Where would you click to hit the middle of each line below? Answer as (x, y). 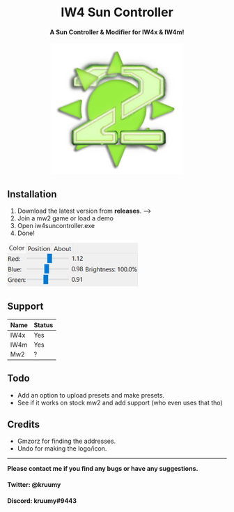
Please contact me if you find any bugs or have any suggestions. (103, 469)
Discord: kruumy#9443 (42, 500)
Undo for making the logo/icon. (62, 449)
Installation (32, 194)
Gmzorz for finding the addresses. (67, 441)
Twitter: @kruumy (34, 484)
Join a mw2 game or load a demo (65, 218)
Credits (24, 424)
